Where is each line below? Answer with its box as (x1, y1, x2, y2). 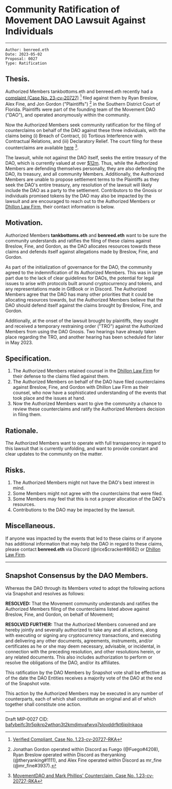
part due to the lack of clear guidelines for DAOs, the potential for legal (5, 275, 155, 281)
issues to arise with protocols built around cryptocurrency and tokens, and (5, 280, 163, 286)
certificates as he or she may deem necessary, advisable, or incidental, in (5, 643, 161, 649)
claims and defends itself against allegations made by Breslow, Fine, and (5, 248, 159, 255)
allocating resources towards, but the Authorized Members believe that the (5, 296, 163, 303)
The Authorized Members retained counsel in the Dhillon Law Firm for (12, 368, 160, 374)
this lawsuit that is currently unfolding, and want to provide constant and (5, 445, 158, 452)
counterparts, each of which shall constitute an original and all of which (5, 696, 156, 702)
